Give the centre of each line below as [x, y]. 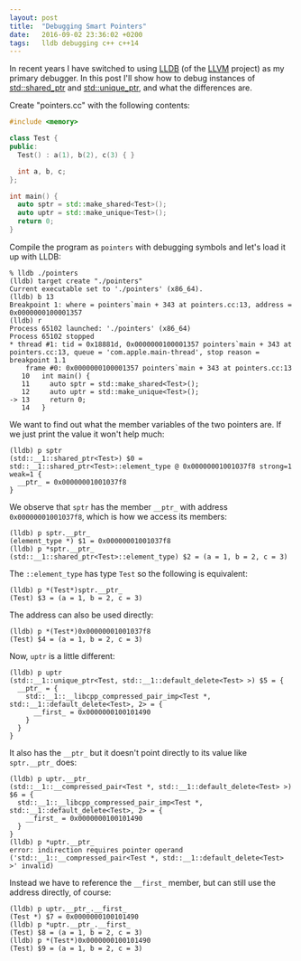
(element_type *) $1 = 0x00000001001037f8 [90, 541]
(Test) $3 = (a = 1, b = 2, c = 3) [76, 598]
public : [24, 146]
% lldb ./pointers [44, 273]
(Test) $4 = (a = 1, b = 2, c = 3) [76, 639]
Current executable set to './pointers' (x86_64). [106, 289]
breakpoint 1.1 [38, 360]
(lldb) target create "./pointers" [76, 281]
